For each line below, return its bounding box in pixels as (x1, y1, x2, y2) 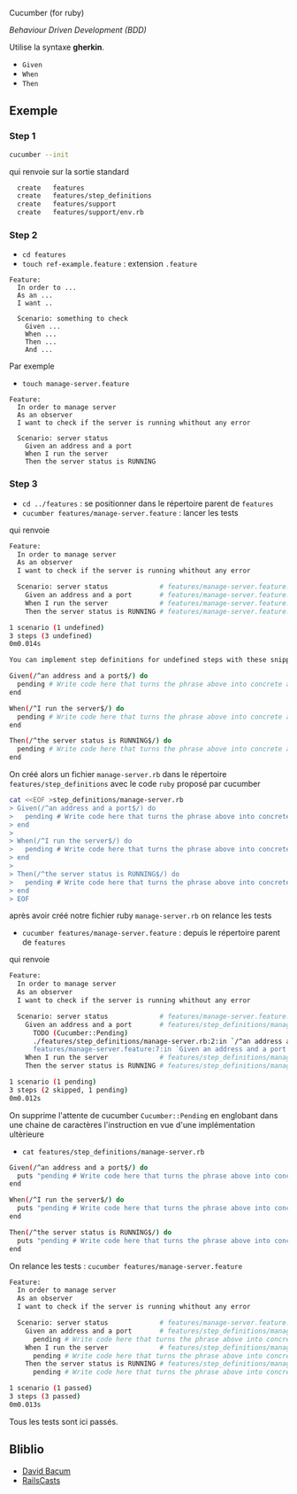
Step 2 (9, 229, 38, 241)
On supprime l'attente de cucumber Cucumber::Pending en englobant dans (9, 1109, 278, 1120)
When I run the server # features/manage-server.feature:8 (25, 598, 294, 608)
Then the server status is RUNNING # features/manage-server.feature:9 (25, 607, 294, 616)
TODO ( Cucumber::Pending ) (32, 1028, 128, 1038)
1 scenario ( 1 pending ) (9, 1078, 97, 1086)
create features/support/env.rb (17, 208, 144, 217)
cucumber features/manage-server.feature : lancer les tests (21, 507, 239, 517)
